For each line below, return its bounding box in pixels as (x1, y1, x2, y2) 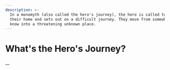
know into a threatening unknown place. (10, 21, 96, 27)
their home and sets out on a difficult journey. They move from (10, 17, 151, 22)
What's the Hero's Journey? (5, 43, 126, 54)
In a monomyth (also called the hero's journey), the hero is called (10, 12, 159, 17)
